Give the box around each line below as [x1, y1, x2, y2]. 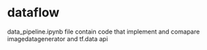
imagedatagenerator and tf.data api [7, 34, 108, 42]
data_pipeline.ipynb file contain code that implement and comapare [7, 27, 200, 36]
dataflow [7, 5, 60, 21]
